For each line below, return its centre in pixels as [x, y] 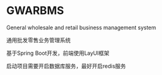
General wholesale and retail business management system [81, 27]
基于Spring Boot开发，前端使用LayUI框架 [58, 53]
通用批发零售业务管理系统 [39, 40]
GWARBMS [35, 11]
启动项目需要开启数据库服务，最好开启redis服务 [66, 66]
